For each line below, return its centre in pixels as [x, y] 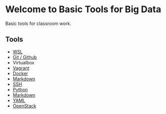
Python [20, 90]
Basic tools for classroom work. [38, 23]
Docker [20, 73]
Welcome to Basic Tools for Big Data [83, 9]
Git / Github [25, 57]
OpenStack [24, 106]
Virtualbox [23, 63]
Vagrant [21, 68]
